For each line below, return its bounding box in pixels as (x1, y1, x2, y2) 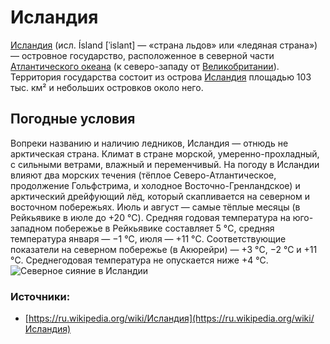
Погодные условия (10, 111, 136, 128)
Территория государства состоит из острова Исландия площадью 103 (10, 71, 312, 83)
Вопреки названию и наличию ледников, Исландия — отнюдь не (10, 137, 289, 149)
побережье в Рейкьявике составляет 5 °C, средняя (54, 222, 275, 234)
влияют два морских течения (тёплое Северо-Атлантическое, (10, 169, 277, 181)
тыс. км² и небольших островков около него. (10, 81, 204, 93)
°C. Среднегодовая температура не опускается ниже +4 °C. (10, 254, 269, 266)
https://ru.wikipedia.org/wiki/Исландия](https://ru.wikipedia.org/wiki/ (28, 312, 315, 325)
